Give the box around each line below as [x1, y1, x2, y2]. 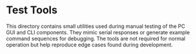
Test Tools [6, 3, 57, 17]
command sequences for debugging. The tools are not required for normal [6, 35, 185, 42]
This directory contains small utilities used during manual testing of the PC [6, 23, 185, 30]
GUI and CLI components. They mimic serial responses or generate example [6, 28, 190, 35]
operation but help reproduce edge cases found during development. [6, 41, 173, 48]
